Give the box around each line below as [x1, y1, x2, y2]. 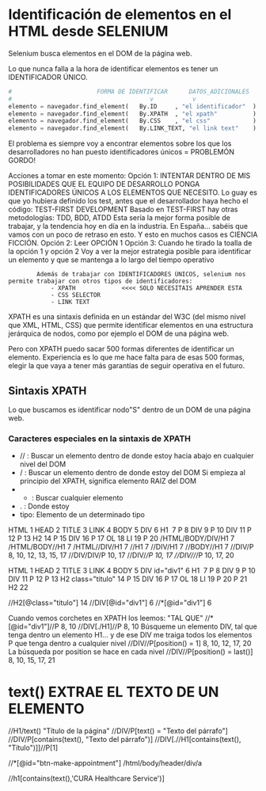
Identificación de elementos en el [8, 6, 232, 24]
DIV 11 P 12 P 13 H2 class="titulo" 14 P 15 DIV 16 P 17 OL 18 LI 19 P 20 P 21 [8, 574, 248, 584]
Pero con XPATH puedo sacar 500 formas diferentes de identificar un [8, 344, 235, 354]
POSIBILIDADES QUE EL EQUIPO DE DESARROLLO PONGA [8, 180, 200, 189]
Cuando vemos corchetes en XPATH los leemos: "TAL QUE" [8, 614, 203, 623]
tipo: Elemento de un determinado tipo [19, 510, 145, 519]
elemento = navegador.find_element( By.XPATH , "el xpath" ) [8, 109, 257, 118]
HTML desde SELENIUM [8, 22, 169, 40]
